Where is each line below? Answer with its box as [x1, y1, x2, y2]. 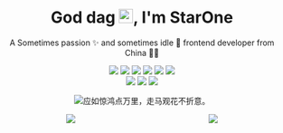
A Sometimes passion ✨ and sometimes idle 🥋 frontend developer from [9, 37, 275, 48]
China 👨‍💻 [124, 47, 160, 58]
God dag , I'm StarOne [50, 7, 234, 28]
